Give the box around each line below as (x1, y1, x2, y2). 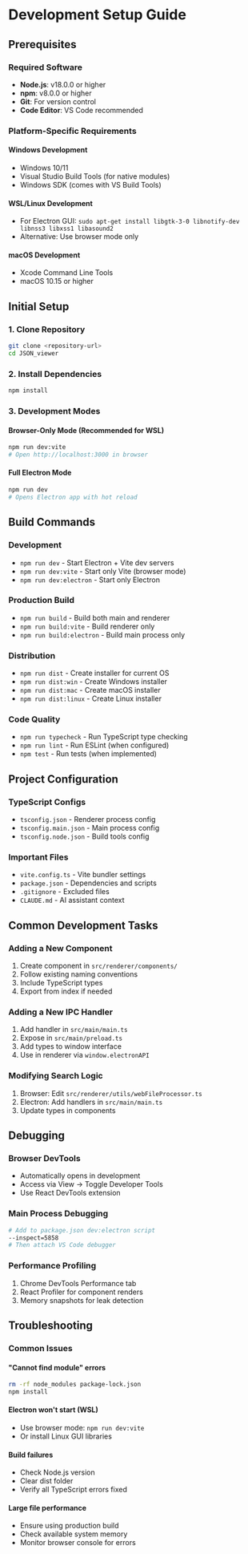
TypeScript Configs (8, 796, 86, 807)
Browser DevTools (8, 1153, 82, 1163)
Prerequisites (8, 38, 77, 51)
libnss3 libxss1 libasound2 (19, 225, 114, 233)
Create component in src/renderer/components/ (19, 961, 178, 971)
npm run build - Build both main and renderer (19, 613, 170, 622)
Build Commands (8, 516, 96, 529)
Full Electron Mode (8, 467, 72, 478)
